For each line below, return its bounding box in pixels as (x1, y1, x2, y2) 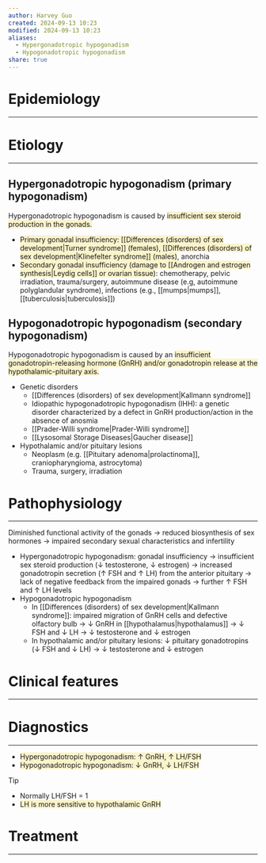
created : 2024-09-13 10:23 (8, 19, 97, 27)
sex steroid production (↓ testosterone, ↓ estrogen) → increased (19, 560, 233, 570)
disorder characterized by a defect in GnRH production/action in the (31, 408, 253, 417)
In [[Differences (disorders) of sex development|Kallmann (31, 602, 219, 612)
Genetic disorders (19, 382, 78, 392)
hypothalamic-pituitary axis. (8, 366, 100, 377)
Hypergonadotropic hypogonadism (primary (8, 178, 232, 191)
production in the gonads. (8, 219, 93, 228)
